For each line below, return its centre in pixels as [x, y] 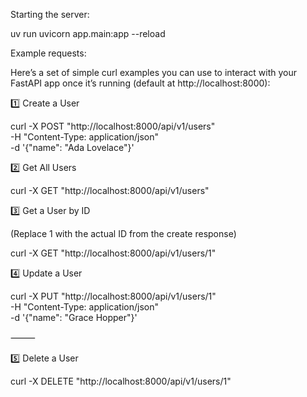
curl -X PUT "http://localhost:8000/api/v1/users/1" [113, 296]
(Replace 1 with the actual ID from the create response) [123, 233]
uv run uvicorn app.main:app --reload [88, 33]
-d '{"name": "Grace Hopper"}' [74, 317]
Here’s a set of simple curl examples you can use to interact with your [154, 72]
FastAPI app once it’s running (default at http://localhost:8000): [140, 83]
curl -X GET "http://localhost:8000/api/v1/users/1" [113, 253]
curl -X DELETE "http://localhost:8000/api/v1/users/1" [121, 381]
